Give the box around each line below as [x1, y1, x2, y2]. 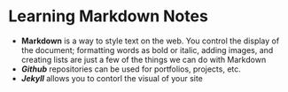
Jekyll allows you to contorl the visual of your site [20, 73, 203, 83]
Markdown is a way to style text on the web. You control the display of [20, 35, 280, 46]
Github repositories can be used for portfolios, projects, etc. [20, 64, 241, 74]
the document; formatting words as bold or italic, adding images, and [20, 44, 274, 55]
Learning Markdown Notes [8, 6, 209, 27]
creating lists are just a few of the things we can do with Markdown [20, 54, 267, 65]
